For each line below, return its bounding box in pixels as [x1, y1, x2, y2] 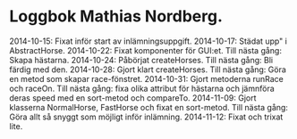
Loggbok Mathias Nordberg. [9, 6, 224, 27]
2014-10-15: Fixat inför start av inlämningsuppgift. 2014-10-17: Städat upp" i [9, 36, 288, 46]
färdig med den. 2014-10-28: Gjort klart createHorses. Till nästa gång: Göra [9, 64, 286, 75]
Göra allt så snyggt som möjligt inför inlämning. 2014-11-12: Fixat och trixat [9, 111, 284, 122]
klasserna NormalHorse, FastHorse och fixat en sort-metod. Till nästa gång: [9, 102, 289, 112]
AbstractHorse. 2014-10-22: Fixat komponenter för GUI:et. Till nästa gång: [9, 45, 282, 55]
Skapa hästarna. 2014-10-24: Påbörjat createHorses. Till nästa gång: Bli [9, 54, 274, 65]
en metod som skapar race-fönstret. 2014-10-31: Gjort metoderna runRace [9, 73, 284, 84]
